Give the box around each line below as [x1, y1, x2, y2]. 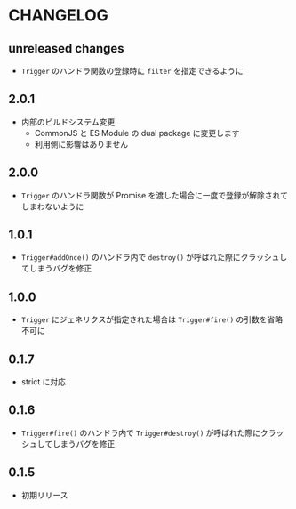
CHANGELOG [8, 5, 108, 26]
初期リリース [20, 489, 68, 500]
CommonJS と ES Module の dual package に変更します [34, 127, 240, 138]
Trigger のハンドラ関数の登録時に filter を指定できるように [20, 66, 244, 76]
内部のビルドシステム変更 [20, 117, 116, 127]
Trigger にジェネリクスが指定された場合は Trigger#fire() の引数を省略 [20, 314, 284, 325]
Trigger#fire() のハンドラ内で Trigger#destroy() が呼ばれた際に [20, 427, 261, 438]
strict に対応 [20, 376, 67, 387]
